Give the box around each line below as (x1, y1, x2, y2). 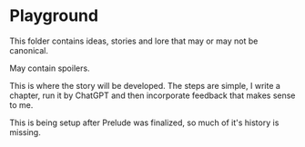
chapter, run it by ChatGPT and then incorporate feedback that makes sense (9, 90, 296, 101)
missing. (9, 126, 41, 137)
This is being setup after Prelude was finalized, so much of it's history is (9, 117, 280, 128)
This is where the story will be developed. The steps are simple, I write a (9, 80, 280, 91)
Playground (9, 5, 98, 26)
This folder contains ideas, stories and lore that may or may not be (9, 35, 259, 46)
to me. (9, 99, 34, 110)
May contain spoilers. (9, 63, 90, 73)
